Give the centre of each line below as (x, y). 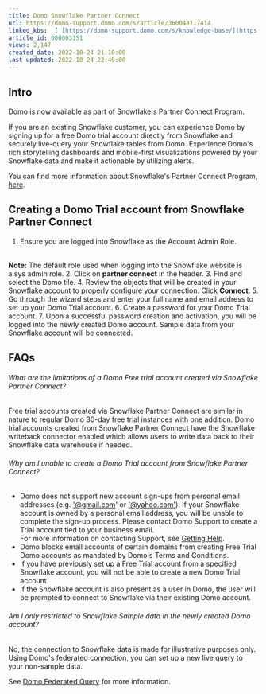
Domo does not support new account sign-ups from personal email (130, 496)
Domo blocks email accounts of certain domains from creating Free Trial (138, 547)
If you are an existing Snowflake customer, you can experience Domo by (127, 127)
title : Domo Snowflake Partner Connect (74, 16)
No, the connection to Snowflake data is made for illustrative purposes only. (132, 649)
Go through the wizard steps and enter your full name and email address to (131, 298)
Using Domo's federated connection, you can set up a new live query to (126, 657)
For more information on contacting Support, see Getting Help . (122, 539)
